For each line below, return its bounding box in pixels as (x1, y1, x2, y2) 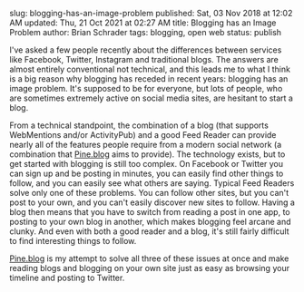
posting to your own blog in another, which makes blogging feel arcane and (9, 217, 292, 227)
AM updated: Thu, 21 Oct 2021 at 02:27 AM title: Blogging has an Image (9, 17, 277, 28)
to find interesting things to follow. (9, 236, 137, 246)
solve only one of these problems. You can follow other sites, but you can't (9, 188, 289, 198)
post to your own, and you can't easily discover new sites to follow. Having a (9, 197, 295, 208)
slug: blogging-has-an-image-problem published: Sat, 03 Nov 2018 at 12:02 (9, 8, 293, 18)
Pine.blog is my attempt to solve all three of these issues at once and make (9, 253, 289, 264)
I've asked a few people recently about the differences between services (9, 44, 282, 55)
